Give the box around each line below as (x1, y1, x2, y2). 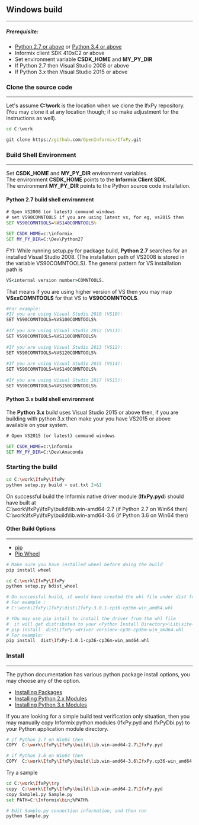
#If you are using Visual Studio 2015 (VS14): (6, 361, 123, 367)
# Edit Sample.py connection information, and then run (6, 808, 147, 814)
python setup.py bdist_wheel (6, 583, 78, 589)
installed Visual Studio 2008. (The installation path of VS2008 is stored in (6, 253, 185, 260)
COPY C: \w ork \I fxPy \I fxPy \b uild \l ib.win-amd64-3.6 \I (6, 758, 142, 765)
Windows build (6, 5, 63, 15)
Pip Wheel (14, 550, 40, 557)
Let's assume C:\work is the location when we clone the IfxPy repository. (6, 102, 185, 109)
